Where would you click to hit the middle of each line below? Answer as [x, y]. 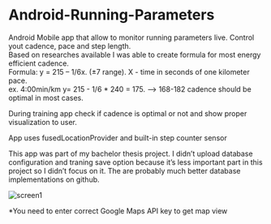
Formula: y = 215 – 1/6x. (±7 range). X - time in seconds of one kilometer [129, 71]
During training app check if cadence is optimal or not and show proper [128, 113]
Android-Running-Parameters [112, 15]
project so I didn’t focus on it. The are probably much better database [125, 170]
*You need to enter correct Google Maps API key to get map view [118, 211]
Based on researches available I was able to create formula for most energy [135, 54]
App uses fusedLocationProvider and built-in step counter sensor [118, 138]
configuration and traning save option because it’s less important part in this [135, 162]
